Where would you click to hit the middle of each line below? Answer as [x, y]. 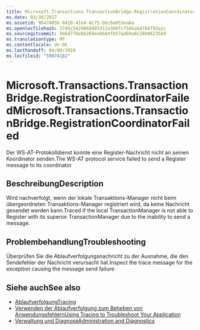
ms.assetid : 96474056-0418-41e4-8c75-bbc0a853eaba [70, 23]
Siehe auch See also [43, 287]
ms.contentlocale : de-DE [37, 45]
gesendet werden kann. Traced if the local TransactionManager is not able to [100, 210]
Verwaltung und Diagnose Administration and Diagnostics [85, 321]
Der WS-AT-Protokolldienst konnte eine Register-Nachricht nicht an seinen [98, 152]
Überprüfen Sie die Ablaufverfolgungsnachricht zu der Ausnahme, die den [97, 256]
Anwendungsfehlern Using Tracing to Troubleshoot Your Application [98, 315]
